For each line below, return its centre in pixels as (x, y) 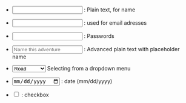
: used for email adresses (115, 23)
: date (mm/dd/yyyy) (87, 81)
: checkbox (35, 95)
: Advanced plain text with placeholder (132, 49)
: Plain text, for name (110, 10)
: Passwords (99, 36)
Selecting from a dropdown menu (89, 68)
